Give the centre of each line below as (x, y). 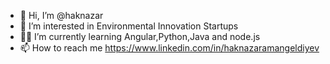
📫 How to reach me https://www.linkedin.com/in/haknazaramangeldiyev (169, 48)
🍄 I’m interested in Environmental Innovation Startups (129, 26)
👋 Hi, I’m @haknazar (61, 15)
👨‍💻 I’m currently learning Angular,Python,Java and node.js (140, 36)
